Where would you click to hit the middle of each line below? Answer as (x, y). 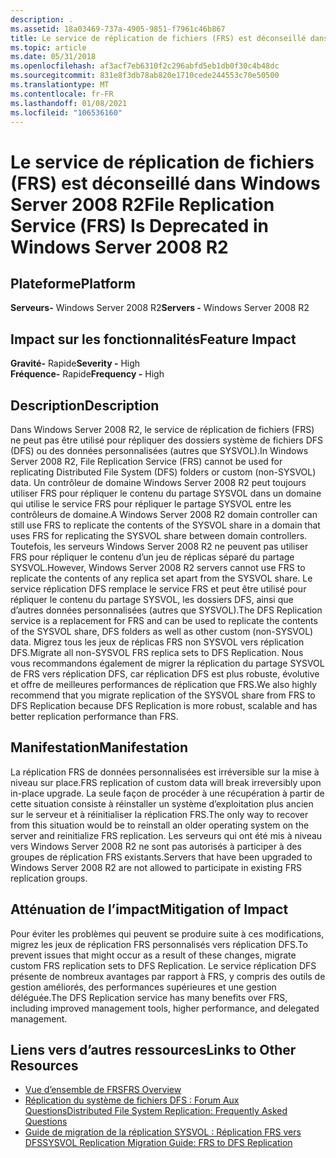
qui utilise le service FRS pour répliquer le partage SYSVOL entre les (151, 504)
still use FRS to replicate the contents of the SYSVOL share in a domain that (165, 525)
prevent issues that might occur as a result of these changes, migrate (153, 955)
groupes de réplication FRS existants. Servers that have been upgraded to (161, 857)
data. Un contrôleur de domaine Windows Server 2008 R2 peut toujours (158, 482)
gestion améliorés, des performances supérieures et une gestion (143, 987)
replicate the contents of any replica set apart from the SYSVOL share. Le (161, 578)
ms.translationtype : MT (60, 85)
